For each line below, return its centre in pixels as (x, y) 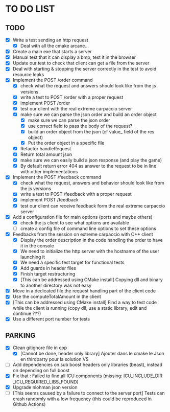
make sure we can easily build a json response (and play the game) (91, 160)
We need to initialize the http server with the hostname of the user (90, 251)
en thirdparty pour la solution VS (54, 359)
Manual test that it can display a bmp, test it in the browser (74, 57)
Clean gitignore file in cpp (40, 348)
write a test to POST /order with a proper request (72, 97)
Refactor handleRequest (46, 148)
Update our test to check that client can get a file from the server (81, 63)
